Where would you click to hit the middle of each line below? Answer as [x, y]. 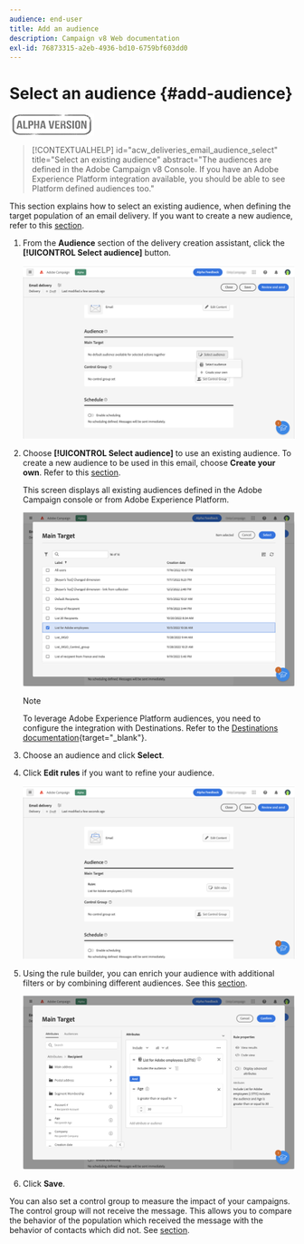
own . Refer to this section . [71, 472]
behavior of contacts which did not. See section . [100, 1230]
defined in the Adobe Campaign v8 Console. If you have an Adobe [155, 170]
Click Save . [44, 1184]
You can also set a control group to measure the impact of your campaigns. [150, 1201]
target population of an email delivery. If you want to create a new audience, [151, 216]
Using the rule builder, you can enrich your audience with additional [148, 973]
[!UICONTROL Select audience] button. [97, 253]
